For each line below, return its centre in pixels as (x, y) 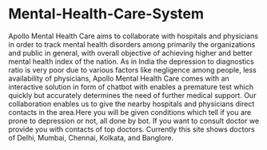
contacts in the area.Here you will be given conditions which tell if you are (130, 112)
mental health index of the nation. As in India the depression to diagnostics (131, 61)
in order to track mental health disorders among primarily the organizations (132, 44)
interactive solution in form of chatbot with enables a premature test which (131, 87)
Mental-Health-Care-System (106, 14)
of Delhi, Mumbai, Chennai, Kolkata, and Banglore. (91, 137)
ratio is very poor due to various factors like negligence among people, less (133, 69)
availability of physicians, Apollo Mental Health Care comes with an (119, 78)
